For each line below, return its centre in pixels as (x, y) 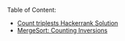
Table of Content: (32, 10)
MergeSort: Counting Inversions (62, 30)
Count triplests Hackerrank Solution (68, 23)
